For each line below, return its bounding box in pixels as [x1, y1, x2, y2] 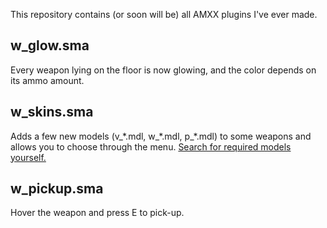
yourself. [10, 151, 47, 163]
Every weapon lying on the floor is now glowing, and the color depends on [10, 64, 317, 76]
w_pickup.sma [10, 180, 104, 198]
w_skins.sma [10, 104, 94, 121]
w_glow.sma [10, 37, 90, 54]
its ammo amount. [10, 74, 85, 86]
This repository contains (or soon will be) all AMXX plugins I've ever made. [10, 9, 318, 20]
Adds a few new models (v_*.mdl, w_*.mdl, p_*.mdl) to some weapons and [10, 130, 312, 142]
